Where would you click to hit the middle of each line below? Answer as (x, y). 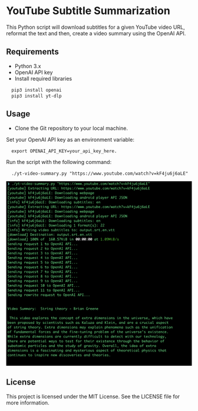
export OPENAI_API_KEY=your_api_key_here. (64, 151)
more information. (28, 402)
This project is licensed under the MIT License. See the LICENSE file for (93, 396)
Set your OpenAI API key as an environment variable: (70, 139)
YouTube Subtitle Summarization (88, 11)
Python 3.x (28, 66)
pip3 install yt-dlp (37, 96)
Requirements (32, 52)
